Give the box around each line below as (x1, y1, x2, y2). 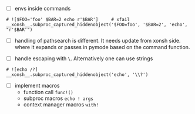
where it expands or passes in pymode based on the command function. (14, 44, 190, 51)
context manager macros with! (23, 101, 99, 108)
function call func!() (23, 89, 73, 96)
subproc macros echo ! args (23, 95, 94, 102)
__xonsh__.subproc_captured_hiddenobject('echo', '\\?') (6, 72, 149, 78)
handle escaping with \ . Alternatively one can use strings (14, 55, 153, 62)
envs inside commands (14, 5, 71, 12)
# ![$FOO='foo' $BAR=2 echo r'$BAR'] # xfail (6, 17, 130, 23)
